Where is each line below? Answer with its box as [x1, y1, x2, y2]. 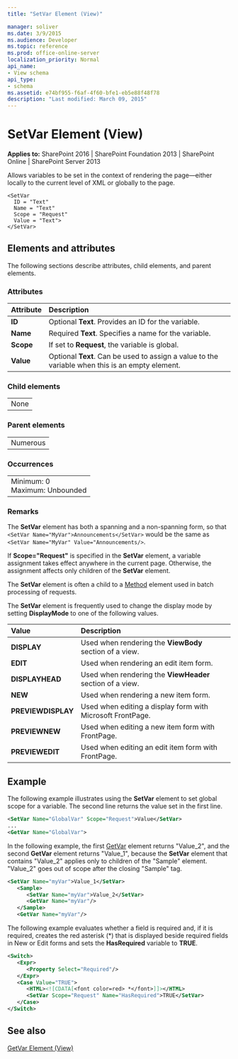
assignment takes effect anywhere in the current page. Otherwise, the [7, 559, 212, 567]
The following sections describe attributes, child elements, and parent [7, 261, 211, 270]
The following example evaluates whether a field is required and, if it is [7, 924, 214, 933]
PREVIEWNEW [11, 726, 61, 736]
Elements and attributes [7, 243, 115, 255]
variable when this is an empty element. [48, 360, 181, 370]
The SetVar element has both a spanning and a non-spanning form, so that [7, 523, 227, 531]
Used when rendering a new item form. [80, 690, 210, 700]
